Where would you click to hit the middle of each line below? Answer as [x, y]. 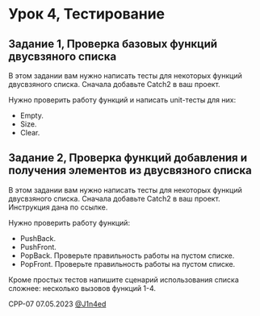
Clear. [30, 133]
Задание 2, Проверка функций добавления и [128, 158]
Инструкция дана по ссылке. [58, 207]
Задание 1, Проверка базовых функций [113, 44]
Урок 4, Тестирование [87, 14]
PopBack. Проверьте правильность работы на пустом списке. [127, 256]
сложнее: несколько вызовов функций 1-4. [82, 288]
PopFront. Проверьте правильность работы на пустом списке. [128, 264]
